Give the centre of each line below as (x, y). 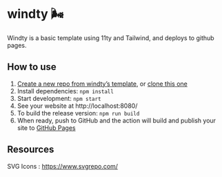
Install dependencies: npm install (65, 91)
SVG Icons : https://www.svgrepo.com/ (63, 166)
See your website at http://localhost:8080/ (77, 106)
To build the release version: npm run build (78, 113)
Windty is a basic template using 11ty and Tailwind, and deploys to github (111, 38)
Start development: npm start (59, 98)
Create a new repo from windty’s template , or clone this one (102, 84)
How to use (32, 67)
